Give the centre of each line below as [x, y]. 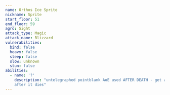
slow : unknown [25, 61]
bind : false [23, 47]
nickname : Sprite [24, 15]
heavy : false [24, 52]
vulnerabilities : [24, 43]
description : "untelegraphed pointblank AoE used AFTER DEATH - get [88, 80]
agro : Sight [18, 29]
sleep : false [24, 57]
